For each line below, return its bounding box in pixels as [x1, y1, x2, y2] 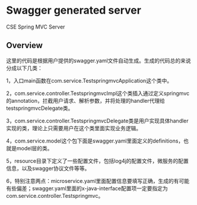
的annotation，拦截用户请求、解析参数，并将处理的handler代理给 [6, 97, 165, 104]
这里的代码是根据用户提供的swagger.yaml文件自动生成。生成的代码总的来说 [6, 57, 191, 64]
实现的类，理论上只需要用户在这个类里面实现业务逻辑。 [6, 124, 141, 131]
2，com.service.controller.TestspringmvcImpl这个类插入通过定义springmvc [6, 90, 190, 97]
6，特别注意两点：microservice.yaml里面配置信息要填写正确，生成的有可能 [6, 177, 190, 184]
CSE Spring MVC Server [6, 23, 65, 30]
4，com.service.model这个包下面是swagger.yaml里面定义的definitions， [6, 137, 184, 144]
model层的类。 [16, 144, 53, 152]
